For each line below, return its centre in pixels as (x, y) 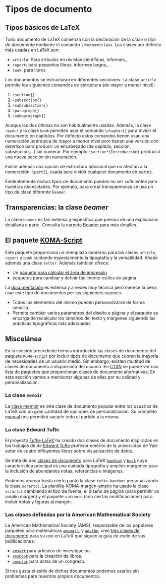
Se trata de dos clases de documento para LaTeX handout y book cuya (76, 460)
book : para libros (29, 70)
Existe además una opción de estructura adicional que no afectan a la (76, 166)
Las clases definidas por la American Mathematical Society (78, 515)
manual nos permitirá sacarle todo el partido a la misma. (62, 417)
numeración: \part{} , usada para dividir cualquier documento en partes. (79, 172)
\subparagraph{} (29, 116)
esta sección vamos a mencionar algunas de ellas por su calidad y (73, 377)
